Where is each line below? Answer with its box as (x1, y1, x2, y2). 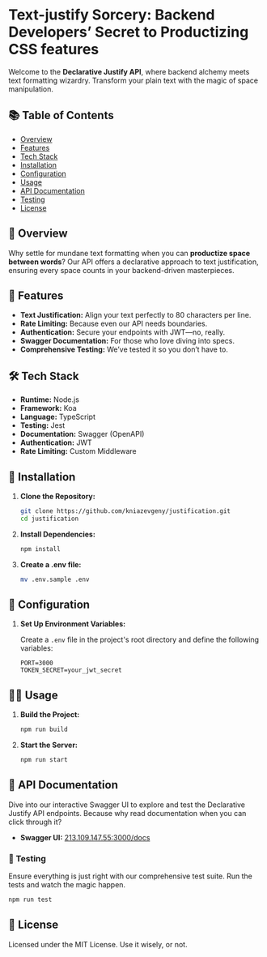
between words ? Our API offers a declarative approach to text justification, (8, 257, 259, 267)
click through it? (8, 817, 62, 827)
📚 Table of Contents (8, 109, 115, 122)
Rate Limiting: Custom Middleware (19, 446, 138, 456)
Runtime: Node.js (19, 395, 79, 404)
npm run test (8, 895, 53, 904)
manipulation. (8, 83, 54, 94)
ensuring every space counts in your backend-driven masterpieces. (8, 265, 235, 275)
